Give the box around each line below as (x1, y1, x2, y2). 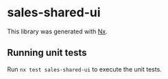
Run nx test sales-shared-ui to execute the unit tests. (7, 65, 163, 73)
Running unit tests (7, 47, 87, 59)
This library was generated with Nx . (7, 27, 108, 35)
